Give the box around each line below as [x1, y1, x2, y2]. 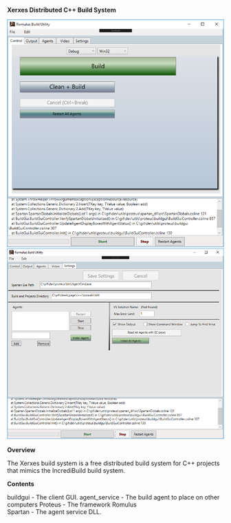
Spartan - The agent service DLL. [7, 508, 102, 516]
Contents [7, 480, 34, 488]
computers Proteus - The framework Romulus [7, 500, 137, 509]
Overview [7, 446, 36, 454]
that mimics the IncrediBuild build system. [7, 467, 126, 475]
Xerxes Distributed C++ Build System [7, 6, 116, 14]
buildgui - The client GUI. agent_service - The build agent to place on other [7, 493, 220, 502]
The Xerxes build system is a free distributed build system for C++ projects [7, 459, 220, 467]
